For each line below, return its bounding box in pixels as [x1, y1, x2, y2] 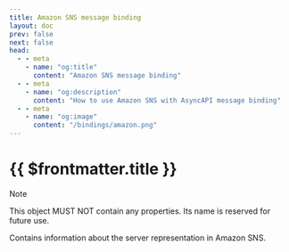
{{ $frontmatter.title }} [9, 159, 178, 179]
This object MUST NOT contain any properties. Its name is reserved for [9, 206, 270, 216]
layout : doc [9, 21, 54, 30]
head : [9, 46, 29, 55]
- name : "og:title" [25, 63, 98, 72]
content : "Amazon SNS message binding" [32, 71, 181, 80]
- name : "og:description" [25, 87, 122, 96]
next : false [9, 37, 54, 47]
